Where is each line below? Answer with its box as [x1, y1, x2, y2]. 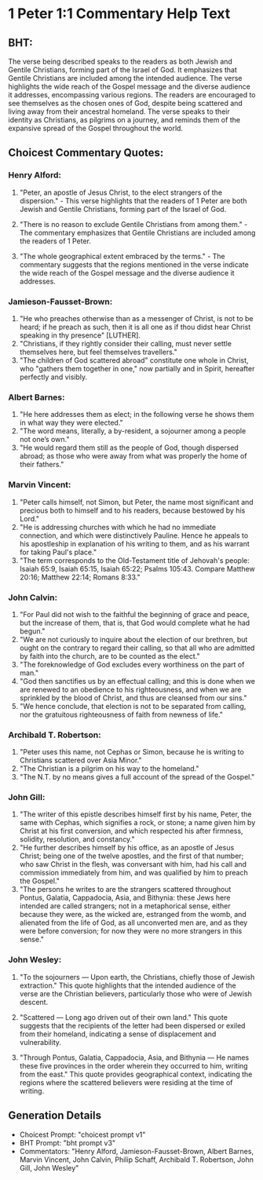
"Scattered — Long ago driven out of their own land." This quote [19, 1012, 228, 1021]
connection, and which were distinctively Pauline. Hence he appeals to [19, 531, 249, 540]
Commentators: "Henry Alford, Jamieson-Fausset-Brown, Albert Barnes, [19, 1146, 254, 1156]
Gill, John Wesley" [19, 1163, 79, 1172]
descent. [19, 997, 49, 1006]
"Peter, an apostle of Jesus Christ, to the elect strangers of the [19, 188, 222, 197]
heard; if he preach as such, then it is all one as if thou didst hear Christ [19, 322, 251, 331]
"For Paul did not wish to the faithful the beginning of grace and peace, [19, 609, 250, 619]
